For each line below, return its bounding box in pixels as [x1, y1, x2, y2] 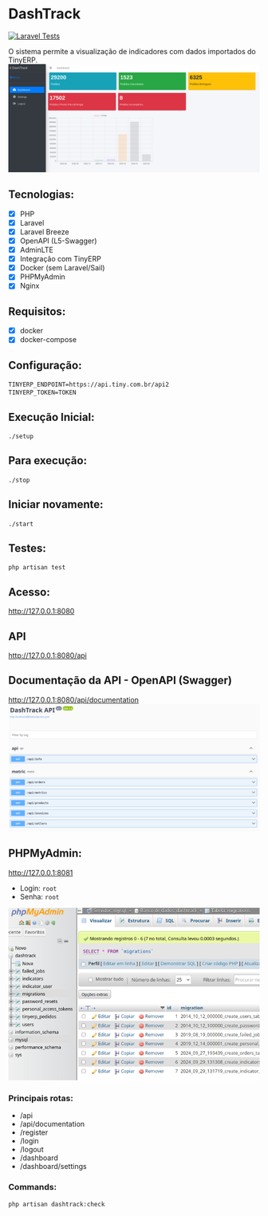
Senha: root [19, 891, 60, 901]
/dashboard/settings [19, 1161, 87, 1171]
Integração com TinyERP [19, 254, 101, 264]
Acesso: [8, 585, 50, 599]
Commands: [8, 1181, 57, 1192]
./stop [8, 476, 30, 484]
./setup [8, 432, 34, 440]
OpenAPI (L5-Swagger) [19, 236, 97, 246]
